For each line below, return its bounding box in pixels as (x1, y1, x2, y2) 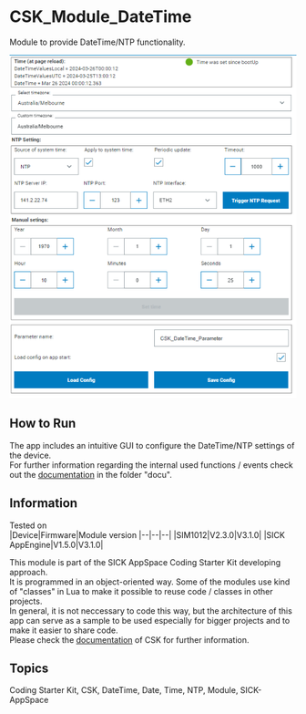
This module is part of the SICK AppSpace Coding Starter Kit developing (9, 556, 281, 567)
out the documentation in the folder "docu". (9, 469, 173, 480)
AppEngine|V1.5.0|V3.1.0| (9, 539, 104, 550)
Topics (9, 661, 49, 677)
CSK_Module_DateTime (9, 6, 192, 27)
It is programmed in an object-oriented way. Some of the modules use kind (9, 576, 291, 587)
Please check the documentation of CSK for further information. (9, 634, 250, 645)
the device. (9, 450, 52, 460)
